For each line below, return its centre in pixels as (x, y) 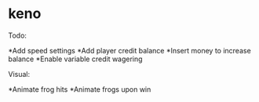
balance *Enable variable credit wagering (75, 59)
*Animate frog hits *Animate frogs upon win (80, 89)
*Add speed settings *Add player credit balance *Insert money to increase (129, 50)
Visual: (19, 74)
